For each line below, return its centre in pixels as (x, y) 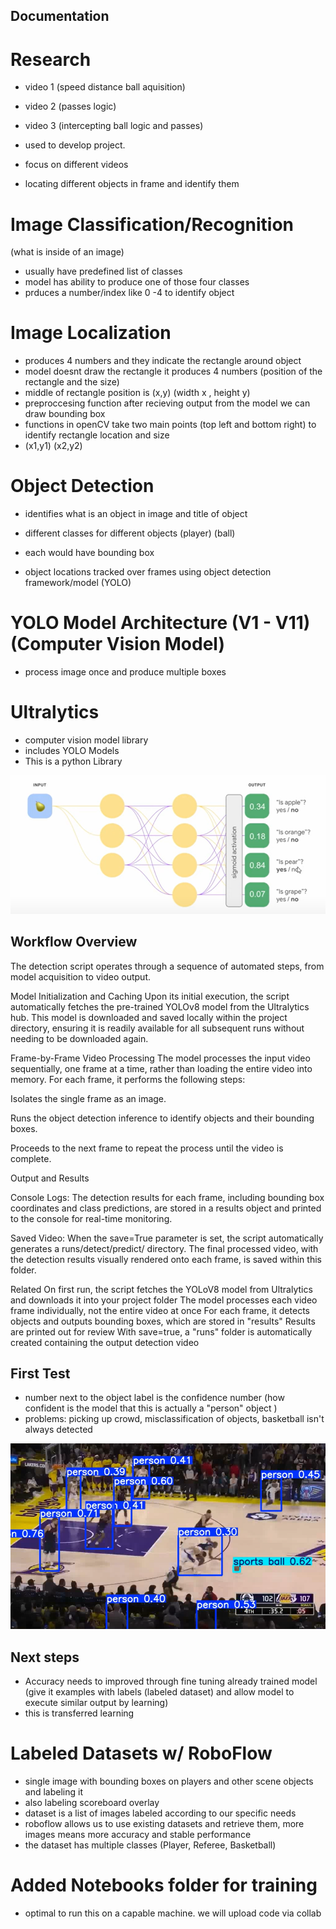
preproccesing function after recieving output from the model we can (167, 403)
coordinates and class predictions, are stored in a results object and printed (166, 1208)
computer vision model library (86, 740)
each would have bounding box (89, 553)
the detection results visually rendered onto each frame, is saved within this (166, 1259)
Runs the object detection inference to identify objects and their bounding (162, 1118)
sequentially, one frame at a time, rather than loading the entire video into (161, 1068)
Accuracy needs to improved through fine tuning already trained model (171, 1681)
